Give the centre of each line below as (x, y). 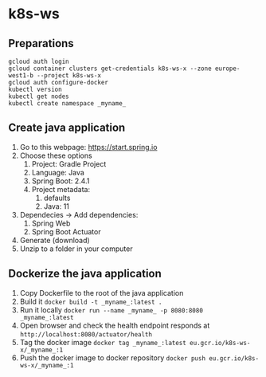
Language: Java (58, 172)
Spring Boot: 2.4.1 (61, 181)
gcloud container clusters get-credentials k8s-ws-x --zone (110, 69)
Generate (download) (55, 240)
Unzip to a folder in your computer (76, 249)
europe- (227, 69)
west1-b (21, 76)
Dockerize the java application (85, 274)
